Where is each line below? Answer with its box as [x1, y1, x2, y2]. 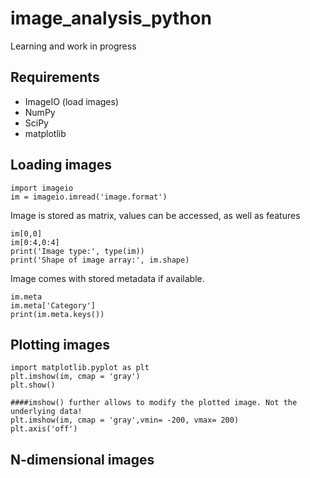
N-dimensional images [10, 451, 155, 468]
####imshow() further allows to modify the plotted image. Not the [10, 398, 298, 408]
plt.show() [10, 380, 56, 391]
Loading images [10, 157, 112, 174]
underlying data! [10, 407, 83, 417]
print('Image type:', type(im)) [10, 246, 145, 256]
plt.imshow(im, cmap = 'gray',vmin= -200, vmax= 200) [10, 415, 240, 426]
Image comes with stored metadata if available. [10, 272, 205, 284]
